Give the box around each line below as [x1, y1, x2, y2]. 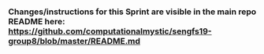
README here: [8, 16, 65, 27]
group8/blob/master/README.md [8, 35, 140, 46]
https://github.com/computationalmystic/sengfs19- [8, 26, 212, 37]
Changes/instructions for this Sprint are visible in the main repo [8, 6, 257, 17]
